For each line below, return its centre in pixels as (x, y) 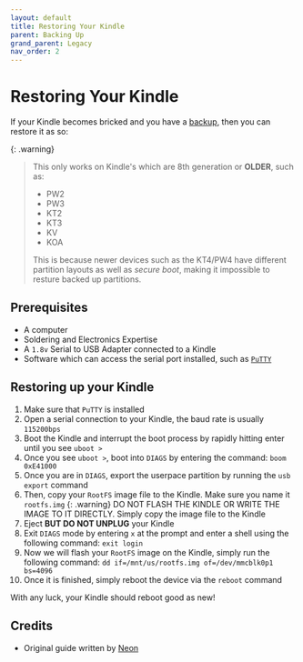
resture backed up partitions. (87, 279)
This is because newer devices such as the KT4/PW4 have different (160, 260)
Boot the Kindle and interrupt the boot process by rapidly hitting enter (154, 438)
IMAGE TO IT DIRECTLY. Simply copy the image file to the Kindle (145, 514)
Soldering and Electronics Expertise (91, 339)
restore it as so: (40, 132)
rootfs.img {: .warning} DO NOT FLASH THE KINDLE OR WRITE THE (151, 504)
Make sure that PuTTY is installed (84, 409)
